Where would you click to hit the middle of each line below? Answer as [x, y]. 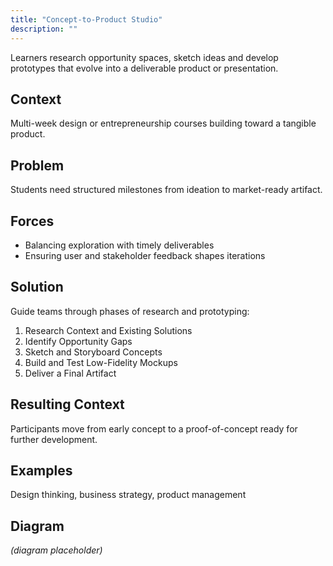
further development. [54, 439]
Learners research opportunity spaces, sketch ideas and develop [144, 57]
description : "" [44, 29]
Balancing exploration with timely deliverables [119, 245]
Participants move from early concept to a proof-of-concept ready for [154, 428]
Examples [41, 470]
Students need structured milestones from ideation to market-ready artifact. [166, 190]
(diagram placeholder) [56, 550]
